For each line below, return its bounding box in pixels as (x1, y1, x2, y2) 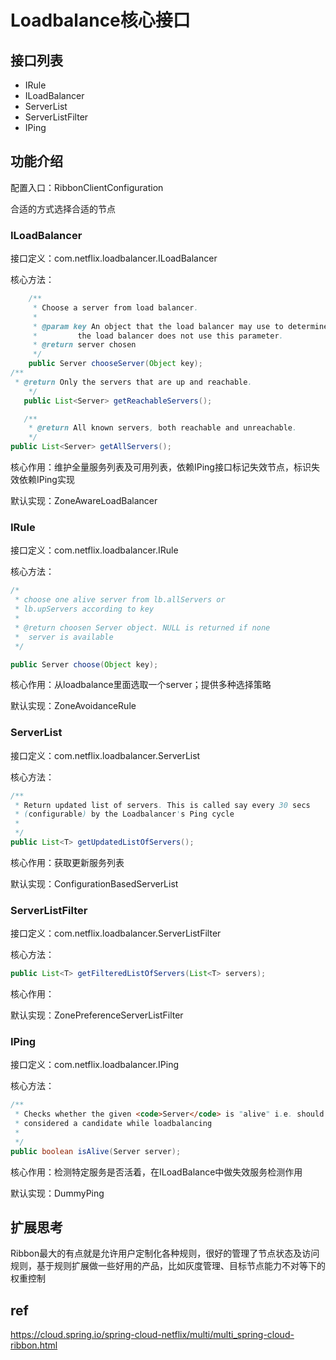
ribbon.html (10, 1339, 58, 1351)
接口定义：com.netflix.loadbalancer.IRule (10, 544, 179, 556)
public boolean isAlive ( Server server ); (10, 1146, 182, 1156)
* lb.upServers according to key (14, 604, 155, 615)
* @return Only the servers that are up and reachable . (14, 377, 253, 387)
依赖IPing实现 (18, 474, 75, 486)
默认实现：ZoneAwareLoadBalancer (10, 495, 158, 507)
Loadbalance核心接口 (10, 9, 191, 32)
